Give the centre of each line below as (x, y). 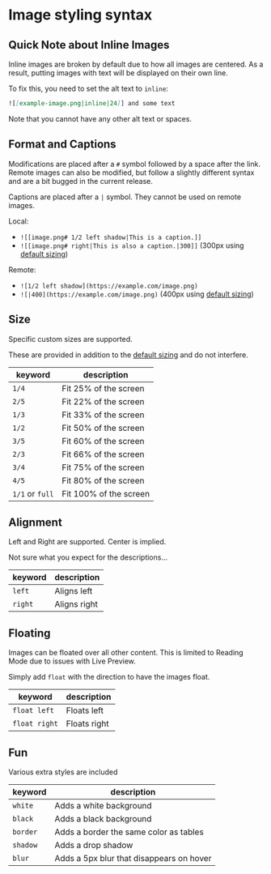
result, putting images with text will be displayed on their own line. (118, 73)
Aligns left (74, 591)
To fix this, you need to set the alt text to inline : (88, 88)
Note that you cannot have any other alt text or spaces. (100, 118)
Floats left (85, 710)
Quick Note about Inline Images (89, 45)
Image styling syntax (80, 15)
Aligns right (76, 604)
